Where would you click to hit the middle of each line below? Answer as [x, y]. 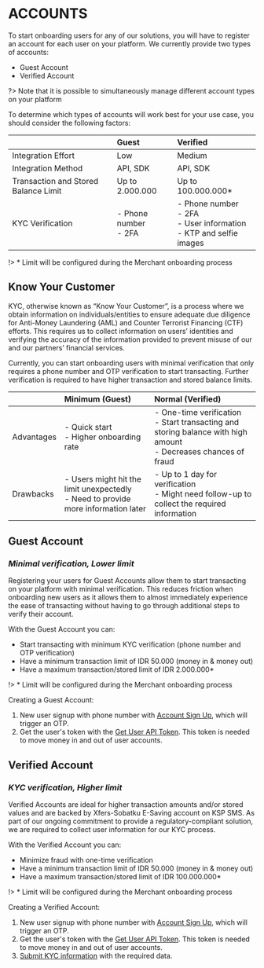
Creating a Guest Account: [51, 700]
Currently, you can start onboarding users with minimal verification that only [131, 363]
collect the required [190, 504]
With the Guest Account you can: [62, 629]
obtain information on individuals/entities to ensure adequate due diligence [129, 314]
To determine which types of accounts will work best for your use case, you [131, 114]
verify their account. [41, 614]
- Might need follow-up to [203, 493]
